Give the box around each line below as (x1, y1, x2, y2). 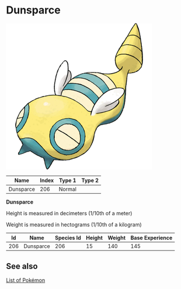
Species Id (55, 234, 82, 241)
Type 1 (59, 177, 76, 184)
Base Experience (130, 234, 173, 241)
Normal (58, 185, 77, 192)
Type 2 (81, 177, 99, 184)
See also (6, 261, 38, 271)
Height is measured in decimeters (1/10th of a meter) (6, 210, 133, 217)
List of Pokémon (6, 277, 46, 284)
